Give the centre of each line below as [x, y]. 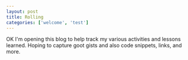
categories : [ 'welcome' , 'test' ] [47, 22]
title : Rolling [25, 17]
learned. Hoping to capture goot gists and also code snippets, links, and [94, 45]
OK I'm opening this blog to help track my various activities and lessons [93, 39]
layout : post [22, 11]
